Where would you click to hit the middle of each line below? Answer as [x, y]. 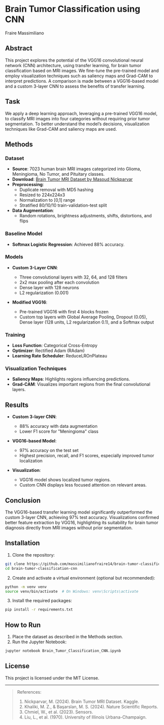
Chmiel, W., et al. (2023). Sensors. [59, 712]
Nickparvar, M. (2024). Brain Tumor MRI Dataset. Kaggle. [82, 702]
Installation [22, 543]
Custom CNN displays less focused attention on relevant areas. [83, 485]
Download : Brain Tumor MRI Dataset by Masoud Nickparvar [72, 179]
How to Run [23, 625]
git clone [15, 564]
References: [29, 692]
